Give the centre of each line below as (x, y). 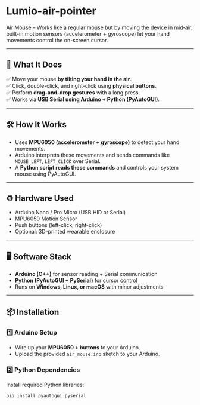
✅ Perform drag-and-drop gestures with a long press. (73, 92)
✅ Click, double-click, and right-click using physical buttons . (81, 85)
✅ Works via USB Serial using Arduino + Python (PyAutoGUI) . (83, 99)
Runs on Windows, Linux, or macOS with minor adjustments (89, 287)
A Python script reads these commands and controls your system (97, 167)
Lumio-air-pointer (51, 11)
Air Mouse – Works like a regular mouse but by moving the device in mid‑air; (100, 27)
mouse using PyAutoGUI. (45, 174)
